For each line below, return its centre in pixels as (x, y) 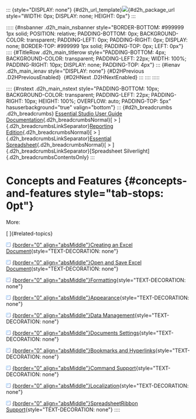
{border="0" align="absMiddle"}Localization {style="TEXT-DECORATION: (101, 386)
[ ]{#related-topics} (30, 233)
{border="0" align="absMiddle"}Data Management (74, 315)
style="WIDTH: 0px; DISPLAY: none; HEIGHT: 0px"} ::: (71, 16)
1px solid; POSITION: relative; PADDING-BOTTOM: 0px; (72, 33)
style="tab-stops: (119, 193)
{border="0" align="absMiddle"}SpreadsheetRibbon (75, 403)
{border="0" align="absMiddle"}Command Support (74, 368)
